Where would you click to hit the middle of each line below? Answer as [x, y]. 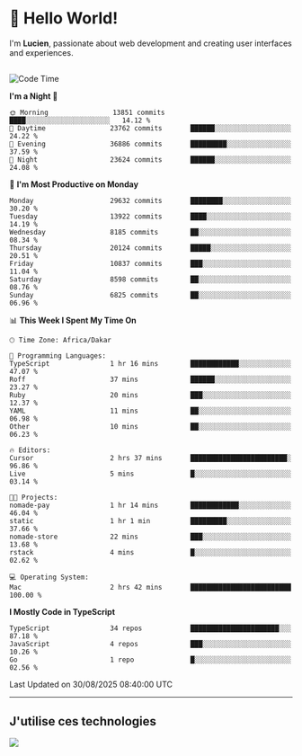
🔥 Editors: [30, 450]
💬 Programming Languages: [58, 356]
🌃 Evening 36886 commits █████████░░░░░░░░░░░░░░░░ [151, 144]
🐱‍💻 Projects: [34, 498]
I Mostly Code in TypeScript [62, 612]
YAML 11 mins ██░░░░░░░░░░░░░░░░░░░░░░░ [151, 411]
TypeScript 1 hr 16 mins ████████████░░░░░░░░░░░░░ [151, 364]
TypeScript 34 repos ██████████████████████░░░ [151, 628]
